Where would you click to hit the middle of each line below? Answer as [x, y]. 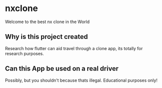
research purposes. [25, 53]
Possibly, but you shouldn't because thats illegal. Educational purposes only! [81, 80]
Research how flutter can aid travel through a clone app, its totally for [74, 48]
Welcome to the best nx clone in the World [47, 22]
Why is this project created [46, 37]
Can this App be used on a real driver [62, 69]
